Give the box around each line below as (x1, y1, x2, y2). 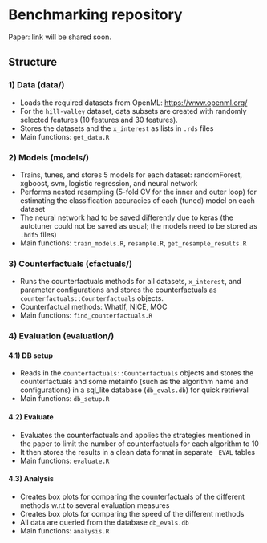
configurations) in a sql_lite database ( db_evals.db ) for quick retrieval (19, 385, 249, 395)
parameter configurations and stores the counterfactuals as (19, 285, 217, 294)
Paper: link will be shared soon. (8, 32, 112, 42)
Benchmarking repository (8, 6, 183, 24)
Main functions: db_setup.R (19, 394, 110, 403)
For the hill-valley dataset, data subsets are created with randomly (19, 106, 247, 115)
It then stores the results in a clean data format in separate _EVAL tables (19, 447, 255, 456)
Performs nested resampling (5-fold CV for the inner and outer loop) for (19, 187, 257, 197)
